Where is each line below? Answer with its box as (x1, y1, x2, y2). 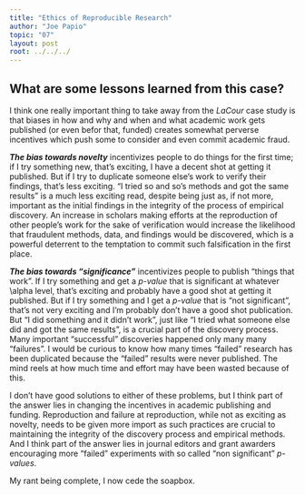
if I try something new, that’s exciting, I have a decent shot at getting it (9, 161, 271, 172)
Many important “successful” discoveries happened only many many (9, 333, 268, 344)
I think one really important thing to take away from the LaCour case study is (9, 105, 296, 116)
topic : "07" (9, 30, 54, 39)
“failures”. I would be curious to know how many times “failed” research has (9, 343, 293, 354)
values (9, 457, 34, 469)
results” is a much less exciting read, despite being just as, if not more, (9, 190, 274, 201)
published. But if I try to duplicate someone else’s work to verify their (9, 170, 267, 182)
